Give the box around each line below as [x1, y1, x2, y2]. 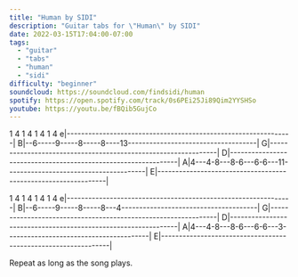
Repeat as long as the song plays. [9, 257, 133, 268]
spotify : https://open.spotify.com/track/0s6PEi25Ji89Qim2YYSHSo [9, 95, 256, 105]
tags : [9, 37, 29, 47]
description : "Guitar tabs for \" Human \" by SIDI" [9, 21, 201, 30]
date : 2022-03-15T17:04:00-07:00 [9, 29, 133, 38]
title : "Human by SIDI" [9, 12, 98, 22]
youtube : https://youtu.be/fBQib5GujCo [9, 104, 157, 113]
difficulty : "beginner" [9, 79, 98, 88]
